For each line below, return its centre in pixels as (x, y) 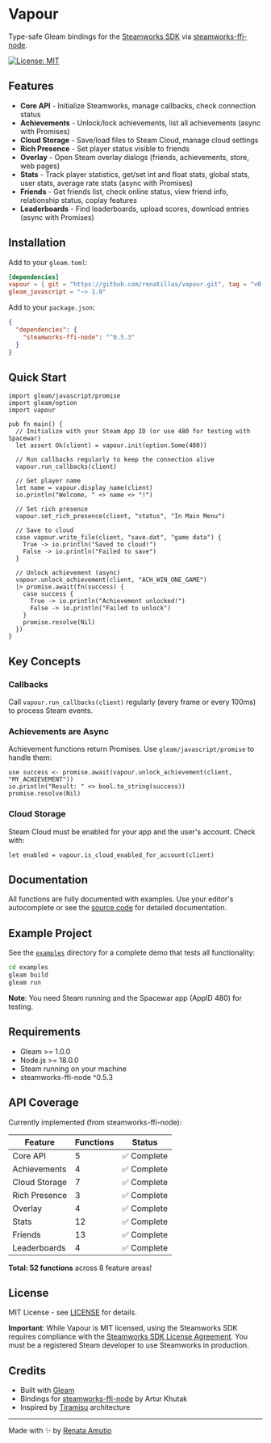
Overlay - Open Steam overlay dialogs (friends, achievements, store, (135, 157)
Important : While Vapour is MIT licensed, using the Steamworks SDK (123, 1328)
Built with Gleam (47, 1390)
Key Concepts (44, 661)
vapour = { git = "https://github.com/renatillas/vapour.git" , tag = (128, 285)
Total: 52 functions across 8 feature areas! (80, 1268)
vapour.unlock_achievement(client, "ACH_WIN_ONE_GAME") (111, 580)
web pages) (40, 166)
